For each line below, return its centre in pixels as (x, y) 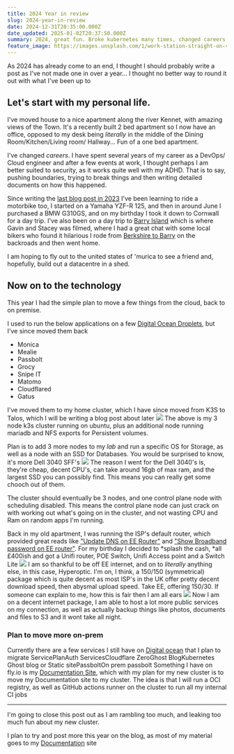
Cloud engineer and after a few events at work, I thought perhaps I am (108, 163)
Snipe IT (29, 374)
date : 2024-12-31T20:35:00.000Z (54, 27)
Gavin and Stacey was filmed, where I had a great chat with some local (109, 228)
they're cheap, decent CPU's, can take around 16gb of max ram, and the (111, 469)
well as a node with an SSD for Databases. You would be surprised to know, (116, 453)
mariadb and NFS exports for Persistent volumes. (78, 432)
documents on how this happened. (57, 185)
